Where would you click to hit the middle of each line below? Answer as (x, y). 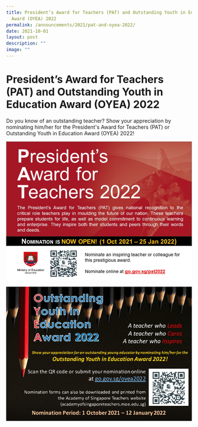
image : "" (18, 50)
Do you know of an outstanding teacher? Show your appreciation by (89, 121)
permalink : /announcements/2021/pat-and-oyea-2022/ (71, 25)
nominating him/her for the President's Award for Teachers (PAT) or (88, 127)
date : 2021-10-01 (27, 31)
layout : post (22, 37)
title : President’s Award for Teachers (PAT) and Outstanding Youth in (96, 12)
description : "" (26, 44)
